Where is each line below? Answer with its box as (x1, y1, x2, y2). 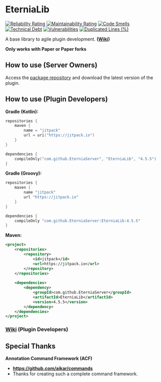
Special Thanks (5, 341, 56, 350)
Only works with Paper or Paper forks (5, 46, 87, 52)
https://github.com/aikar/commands (12, 366, 93, 372)
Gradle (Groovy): (5, 170, 42, 177)
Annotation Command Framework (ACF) (5, 355, 93, 361)
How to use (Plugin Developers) (5, 95, 108, 104)
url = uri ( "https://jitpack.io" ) (24, 132, 95, 138)
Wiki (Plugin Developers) (5, 326, 68, 333)
